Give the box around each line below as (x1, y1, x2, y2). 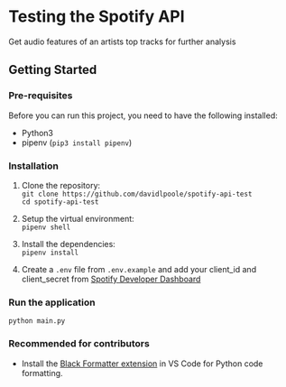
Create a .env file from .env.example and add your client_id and (21, 263, 257, 274)
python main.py (8, 317, 66, 326)
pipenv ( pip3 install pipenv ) (21, 137, 133, 148)
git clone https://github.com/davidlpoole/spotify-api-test (21, 189, 253, 198)
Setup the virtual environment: (21, 213, 134, 224)
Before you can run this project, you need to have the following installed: (8, 110, 278, 121)
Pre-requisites (8, 89, 73, 102)
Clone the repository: (21, 180, 101, 190)
